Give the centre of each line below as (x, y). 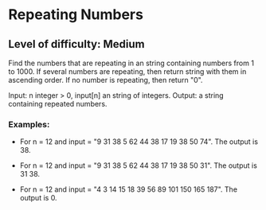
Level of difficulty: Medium (76, 44)
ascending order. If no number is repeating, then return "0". (106, 80)
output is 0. (38, 198)
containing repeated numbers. (58, 104)
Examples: (29, 124)
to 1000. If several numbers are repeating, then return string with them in (127, 72)
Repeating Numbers (76, 15)
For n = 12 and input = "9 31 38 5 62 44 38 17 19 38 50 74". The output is (139, 142)
